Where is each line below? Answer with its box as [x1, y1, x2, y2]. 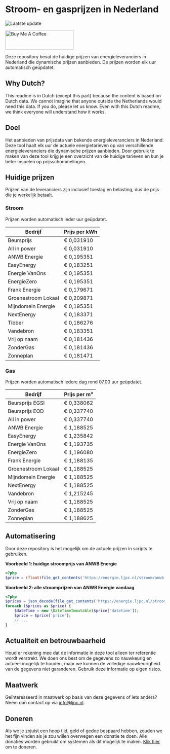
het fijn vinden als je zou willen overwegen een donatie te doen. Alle [5, 733, 147, 739]
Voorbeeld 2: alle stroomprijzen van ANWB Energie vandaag [5, 584, 135, 590]
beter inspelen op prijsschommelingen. [5, 158, 87, 164]
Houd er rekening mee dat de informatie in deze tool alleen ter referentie [5, 650, 156, 656]
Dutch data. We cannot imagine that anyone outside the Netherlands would [5, 98, 162, 104]
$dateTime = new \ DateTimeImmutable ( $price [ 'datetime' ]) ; [14, 608, 139, 614]
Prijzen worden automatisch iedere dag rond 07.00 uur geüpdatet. [5, 379, 143, 385]
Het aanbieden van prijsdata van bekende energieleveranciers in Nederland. [5, 137, 164, 143]
